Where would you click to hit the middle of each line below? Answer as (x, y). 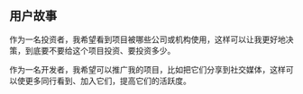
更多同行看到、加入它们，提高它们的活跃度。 (108, 81)
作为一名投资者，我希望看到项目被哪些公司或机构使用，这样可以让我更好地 (147, 39)
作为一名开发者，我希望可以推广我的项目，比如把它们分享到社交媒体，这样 (147, 69)
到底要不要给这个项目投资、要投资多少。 (100, 50)
